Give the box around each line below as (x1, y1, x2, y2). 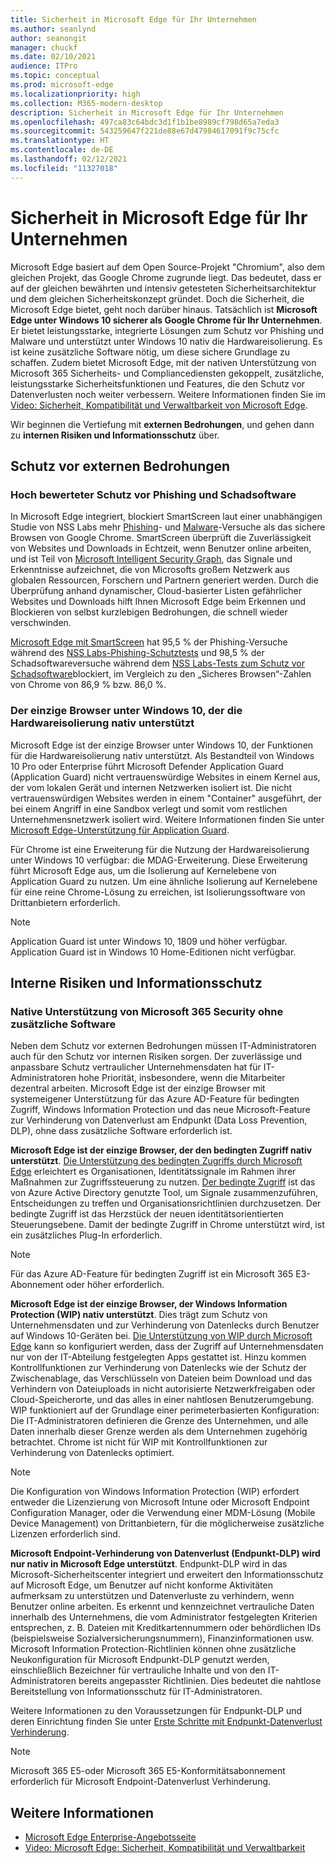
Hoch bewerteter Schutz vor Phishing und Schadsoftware (10, 487, 297, 501)
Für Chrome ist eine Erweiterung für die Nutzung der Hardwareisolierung (10, 843, 310, 855)
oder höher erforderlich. (65, 1279, 165, 1291)
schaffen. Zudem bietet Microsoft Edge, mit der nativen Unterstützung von (10, 356, 317, 368)
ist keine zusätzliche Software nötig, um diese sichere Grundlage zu (10, 346, 291, 358)
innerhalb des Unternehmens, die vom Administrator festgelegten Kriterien (10, 1611, 318, 1623)
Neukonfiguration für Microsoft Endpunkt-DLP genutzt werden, (10, 1654, 270, 1666)
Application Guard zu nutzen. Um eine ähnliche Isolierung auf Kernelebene (10, 875, 318, 887)
